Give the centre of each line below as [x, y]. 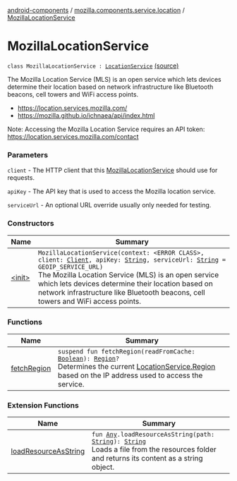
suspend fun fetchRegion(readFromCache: [126, 351]
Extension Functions [43, 405]
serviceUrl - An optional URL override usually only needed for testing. [109, 205]
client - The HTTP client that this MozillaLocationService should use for [113, 170]
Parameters [28, 154]
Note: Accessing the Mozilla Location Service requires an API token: [106, 129]
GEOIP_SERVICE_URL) [71, 267]
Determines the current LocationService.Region [136, 366]
